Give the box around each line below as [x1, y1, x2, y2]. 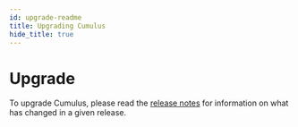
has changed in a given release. [9, 107, 127, 118]
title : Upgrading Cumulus [9, 21, 106, 30]
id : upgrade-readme [9, 13, 82, 22]
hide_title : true [9, 30, 74, 38]
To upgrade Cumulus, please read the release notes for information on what [9, 97, 289, 108]
